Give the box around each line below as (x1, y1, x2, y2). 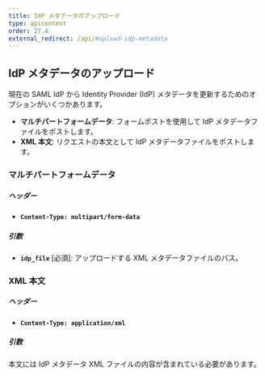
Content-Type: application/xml (19, 319, 126, 327)
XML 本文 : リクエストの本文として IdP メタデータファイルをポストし (19, 137, 248, 146)
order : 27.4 (8, 27, 48, 35)
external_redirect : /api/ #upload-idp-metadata (8, 34, 168, 43)
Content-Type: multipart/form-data (19, 213, 141, 221)
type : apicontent (8, 19, 67, 27)
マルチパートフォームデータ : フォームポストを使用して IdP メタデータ (19, 116, 251, 126)
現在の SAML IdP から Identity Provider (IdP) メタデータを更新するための (8, 90, 250, 99)
